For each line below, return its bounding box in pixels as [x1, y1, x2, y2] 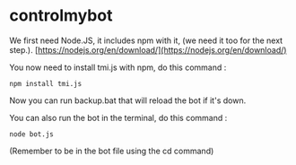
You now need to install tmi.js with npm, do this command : [9, 62, 227, 73]
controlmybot [9, 5, 113, 26]
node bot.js [9, 129, 54, 139]
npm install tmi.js [9, 79, 83, 88]
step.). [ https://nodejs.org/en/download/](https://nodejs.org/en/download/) [9, 44, 287, 55]
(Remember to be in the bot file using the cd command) [9, 145, 214, 156]
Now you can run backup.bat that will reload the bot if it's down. [9, 95, 247, 106]
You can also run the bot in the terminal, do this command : [9, 112, 228, 123]
